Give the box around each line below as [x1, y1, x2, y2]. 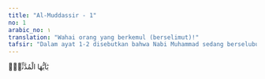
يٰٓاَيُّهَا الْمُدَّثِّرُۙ [8, 62, 49, 71]
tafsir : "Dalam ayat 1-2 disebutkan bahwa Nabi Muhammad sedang [8, 41, 224, 48]
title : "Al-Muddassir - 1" [8, 11, 97, 20]
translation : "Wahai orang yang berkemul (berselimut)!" [8, 33, 200, 41]
